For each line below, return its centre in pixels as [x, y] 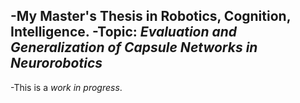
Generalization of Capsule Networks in [134, 47]
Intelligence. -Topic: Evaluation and [124, 32]
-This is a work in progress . [66, 87]
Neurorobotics [56, 63]
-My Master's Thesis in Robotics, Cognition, [151, 16]
